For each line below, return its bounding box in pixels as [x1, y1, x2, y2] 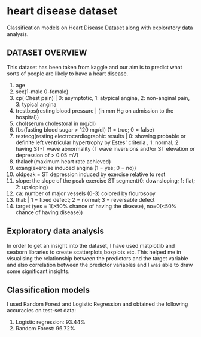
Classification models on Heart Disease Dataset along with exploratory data [7, 24, 193, 31]
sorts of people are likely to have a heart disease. [7, 70, 129, 77]
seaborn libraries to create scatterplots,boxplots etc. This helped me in [7, 248, 181, 256]
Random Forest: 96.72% [15, 325, 75, 332]
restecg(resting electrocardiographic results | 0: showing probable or [15, 132, 186, 139]
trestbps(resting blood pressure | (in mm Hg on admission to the [15, 107, 174, 114]
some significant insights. [7, 268, 70, 275]
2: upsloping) [15, 183, 48, 190]
